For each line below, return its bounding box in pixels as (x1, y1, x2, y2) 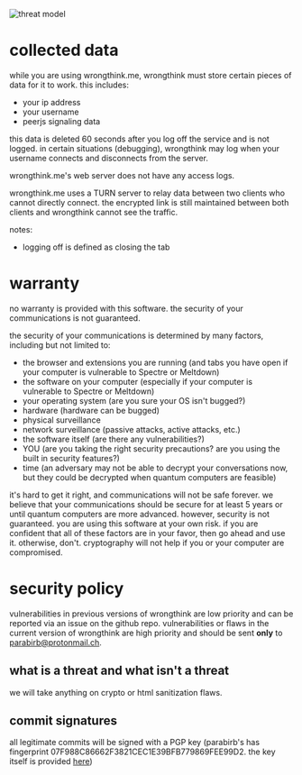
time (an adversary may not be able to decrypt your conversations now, (22, 462, 288, 473)
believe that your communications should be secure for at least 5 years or (9, 498, 283, 509)
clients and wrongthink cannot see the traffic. (9, 206, 178, 217)
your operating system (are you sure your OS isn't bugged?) (22, 395, 246, 406)
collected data (9, 41, 119, 60)
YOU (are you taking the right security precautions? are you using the (22, 442, 281, 454)
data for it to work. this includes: (9, 79, 129, 90)
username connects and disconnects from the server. (9, 152, 209, 163)
